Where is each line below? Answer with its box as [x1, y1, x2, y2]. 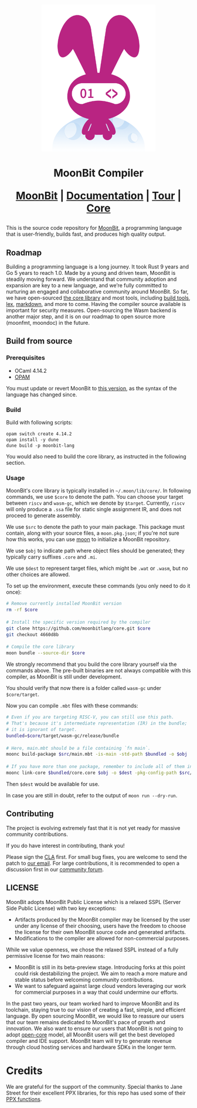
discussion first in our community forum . [6, 866, 104, 873]
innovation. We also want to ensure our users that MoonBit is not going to [6, 1025, 184, 1032]
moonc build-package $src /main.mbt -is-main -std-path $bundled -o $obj [6, 752, 188, 757]
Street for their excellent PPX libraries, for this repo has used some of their [6, 1089, 186, 1097]
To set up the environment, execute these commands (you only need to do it [6, 582, 191, 590]
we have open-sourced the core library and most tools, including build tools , [6, 294, 191, 301]
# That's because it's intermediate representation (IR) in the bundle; [6, 720, 188, 726]
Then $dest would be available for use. [6, 780, 100, 787]
